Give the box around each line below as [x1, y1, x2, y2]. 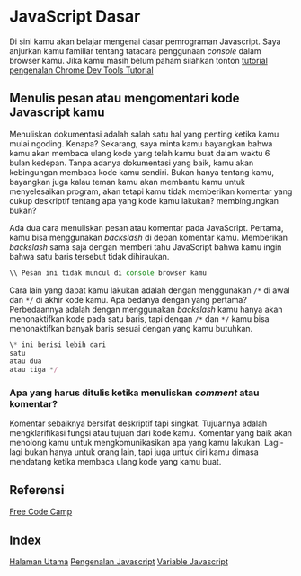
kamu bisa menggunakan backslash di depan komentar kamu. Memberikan [9, 232, 288, 243]
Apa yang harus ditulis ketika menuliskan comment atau [9, 386, 260, 399]
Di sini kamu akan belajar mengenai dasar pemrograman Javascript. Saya [9, 36, 281, 47]
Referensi [9, 483, 65, 498]
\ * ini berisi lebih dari [9, 340, 106, 350]
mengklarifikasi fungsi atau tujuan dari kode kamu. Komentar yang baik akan [9, 428, 293, 439]
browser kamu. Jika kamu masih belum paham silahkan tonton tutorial [9, 55, 268, 66]
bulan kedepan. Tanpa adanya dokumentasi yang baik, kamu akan [9, 157, 254, 168]
